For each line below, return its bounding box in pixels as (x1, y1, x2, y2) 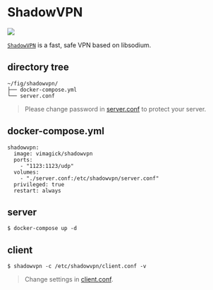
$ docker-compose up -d (7, 225, 78, 232)
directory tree (7, 61, 69, 73)
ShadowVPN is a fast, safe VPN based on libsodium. (7, 40, 152, 49)
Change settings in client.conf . (24, 275, 114, 284)
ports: (13, 156, 33, 163)
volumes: (13, 169, 39, 176)
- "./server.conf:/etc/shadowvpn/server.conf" (20, 174, 159, 182)
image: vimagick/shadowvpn (13, 150, 93, 157)
